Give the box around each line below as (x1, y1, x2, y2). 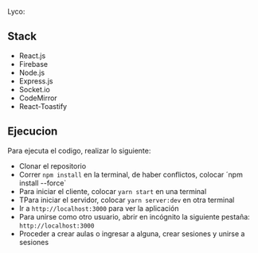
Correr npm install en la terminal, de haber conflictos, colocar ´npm (18, 169, 244, 179)
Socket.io (18, 84, 51, 94)
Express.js (18, 76, 53, 86)
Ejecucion (7, 125, 58, 138)
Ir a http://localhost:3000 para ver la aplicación (18, 203, 179, 213)
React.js (18, 51, 46, 60)
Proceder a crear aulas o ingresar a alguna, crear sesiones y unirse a (18, 228, 245, 238)
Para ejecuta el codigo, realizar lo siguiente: (7, 146, 151, 155)
